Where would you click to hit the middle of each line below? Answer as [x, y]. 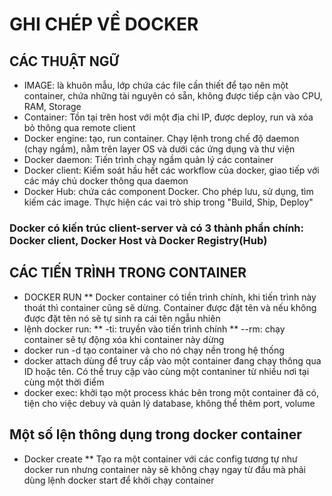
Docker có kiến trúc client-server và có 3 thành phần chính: [156, 228]
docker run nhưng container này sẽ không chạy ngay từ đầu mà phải [164, 469]
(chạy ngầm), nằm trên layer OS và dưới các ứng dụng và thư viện [159, 149]
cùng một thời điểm [64, 382]
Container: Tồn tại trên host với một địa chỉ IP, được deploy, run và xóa [168, 117]
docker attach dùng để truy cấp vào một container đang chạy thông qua [172, 360]
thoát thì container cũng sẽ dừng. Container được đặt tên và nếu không [170, 307]
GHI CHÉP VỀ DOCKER [104, 24]
